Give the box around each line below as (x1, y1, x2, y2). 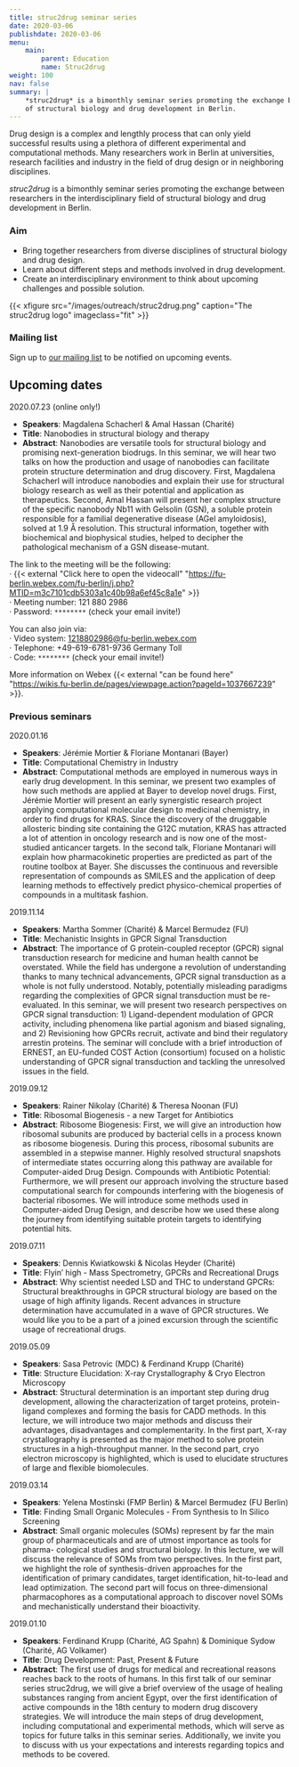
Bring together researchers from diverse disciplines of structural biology (21, 245, 287, 255)
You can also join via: (9, 623, 87, 634)
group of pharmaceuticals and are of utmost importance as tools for (21, 1535, 271, 1545)
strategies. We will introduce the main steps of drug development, (21, 1711, 264, 1722)
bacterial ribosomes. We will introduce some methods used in (21, 1195, 249, 1205)
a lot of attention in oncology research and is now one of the (21, 832, 244, 843)
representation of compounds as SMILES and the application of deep (21, 870, 276, 881)
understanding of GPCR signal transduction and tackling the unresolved (21, 1056, 286, 1066)
